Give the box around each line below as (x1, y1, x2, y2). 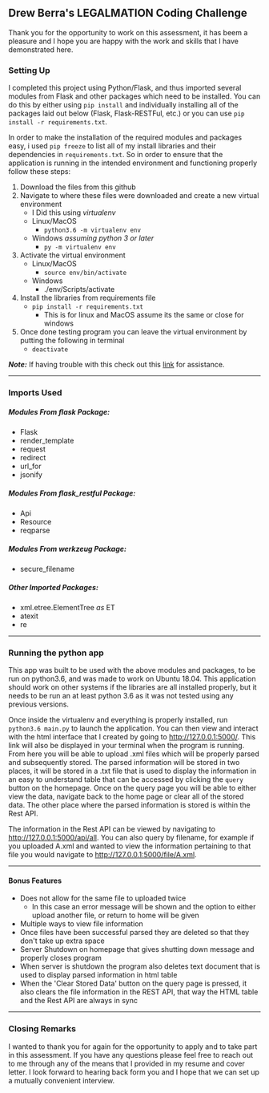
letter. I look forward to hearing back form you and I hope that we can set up (8, 1067, 260, 1077)
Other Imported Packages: (8, 582, 98, 592)
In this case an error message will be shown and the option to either (31, 902, 256, 912)
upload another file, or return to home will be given (31, 910, 200, 921)
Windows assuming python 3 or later (31, 233, 155, 243)
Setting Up (8, 64, 50, 75)
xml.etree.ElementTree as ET (19, 602, 115, 612)
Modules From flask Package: (8, 407, 110, 416)
